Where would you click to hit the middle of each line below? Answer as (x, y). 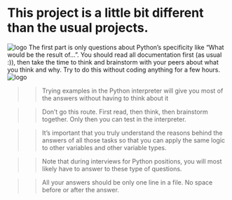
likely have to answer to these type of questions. (112, 168)
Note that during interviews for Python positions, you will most (132, 161)
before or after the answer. (80, 189)
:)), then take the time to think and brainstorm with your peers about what (113, 62)
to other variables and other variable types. (104, 147)
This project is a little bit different (105, 13)
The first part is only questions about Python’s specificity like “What (126, 47)
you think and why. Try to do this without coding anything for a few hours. (114, 69)
